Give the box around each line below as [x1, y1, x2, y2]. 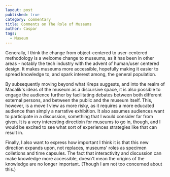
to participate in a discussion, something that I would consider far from [5, 113, 153, 119]
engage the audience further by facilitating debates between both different [5, 92, 162, 98]
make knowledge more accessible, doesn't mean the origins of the [5, 155, 145, 161]
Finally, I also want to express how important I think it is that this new [5, 139, 149, 145]
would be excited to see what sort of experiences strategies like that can [5, 124, 157, 130]
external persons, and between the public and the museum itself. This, [5, 97, 153, 103]
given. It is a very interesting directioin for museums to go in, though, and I [5, 119, 161, 125]
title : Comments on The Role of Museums [5, 21, 92, 27]
